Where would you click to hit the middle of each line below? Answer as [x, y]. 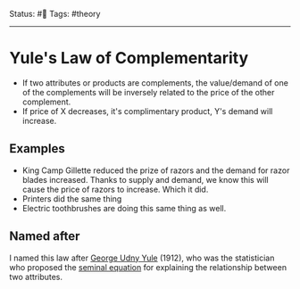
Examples [37, 149]
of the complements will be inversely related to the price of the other [148, 92]
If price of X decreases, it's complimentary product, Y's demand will [147, 111]
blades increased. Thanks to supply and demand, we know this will [146, 179]
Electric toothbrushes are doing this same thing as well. [124, 208]
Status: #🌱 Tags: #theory [55, 14]
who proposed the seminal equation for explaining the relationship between [148, 267]
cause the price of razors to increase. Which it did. [115, 189]
